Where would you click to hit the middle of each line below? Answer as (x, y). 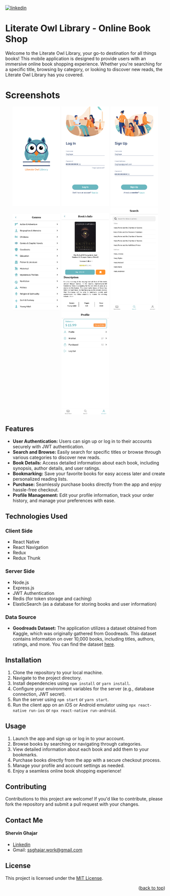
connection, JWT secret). (39, 694)
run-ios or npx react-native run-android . (73, 710)
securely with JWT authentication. (48, 446)
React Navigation (30, 547)
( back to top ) (152, 888)
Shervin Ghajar (22, 833)
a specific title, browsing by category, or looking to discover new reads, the (84, 69)
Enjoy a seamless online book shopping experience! (67, 771)
